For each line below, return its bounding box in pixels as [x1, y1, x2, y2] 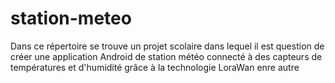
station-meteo [10, 7, 132, 30]
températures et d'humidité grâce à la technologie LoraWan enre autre [10, 61, 300, 73]
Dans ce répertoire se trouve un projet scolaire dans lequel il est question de [10, 40, 325, 52]
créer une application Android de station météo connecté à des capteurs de [10, 50, 323, 62]
